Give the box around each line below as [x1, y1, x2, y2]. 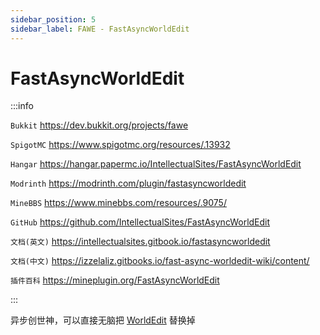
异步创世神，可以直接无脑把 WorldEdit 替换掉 [10, 314, 196, 326]
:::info [10, 100, 34, 112]
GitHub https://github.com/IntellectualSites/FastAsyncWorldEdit [10, 216, 271, 228]
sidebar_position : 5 [10, 14, 97, 25]
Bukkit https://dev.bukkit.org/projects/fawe [10, 119, 189, 131]
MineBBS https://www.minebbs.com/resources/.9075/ [10, 197, 227, 209]
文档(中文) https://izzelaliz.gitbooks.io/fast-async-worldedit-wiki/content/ [10, 255, 310, 267]
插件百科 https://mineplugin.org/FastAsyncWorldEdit [10, 274, 220, 286]
